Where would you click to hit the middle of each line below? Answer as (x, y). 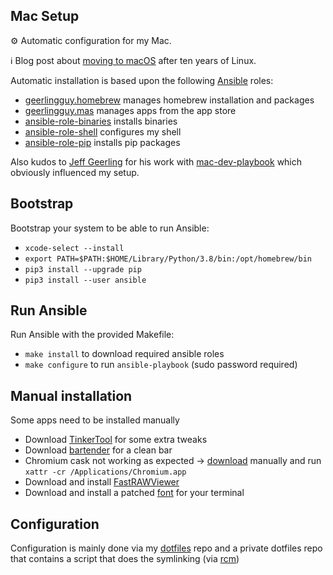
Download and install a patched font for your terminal (134, 493)
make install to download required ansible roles (124, 354)
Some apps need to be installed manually (95, 420)
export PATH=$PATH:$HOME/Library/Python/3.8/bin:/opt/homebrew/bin (168, 259)
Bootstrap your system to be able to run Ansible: (110, 228)
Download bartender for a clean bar (98, 450)
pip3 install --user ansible (85, 280)
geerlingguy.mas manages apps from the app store (130, 110)
